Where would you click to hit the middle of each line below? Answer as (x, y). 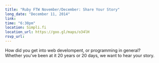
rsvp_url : (15, 37)
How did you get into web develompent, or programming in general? (73, 50)
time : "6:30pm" (20, 23)
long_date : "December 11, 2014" (37, 14)
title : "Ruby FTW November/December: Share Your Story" (62, 9)
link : (10, 18)
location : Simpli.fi (26, 28)
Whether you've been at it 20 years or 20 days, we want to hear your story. (80, 55)
